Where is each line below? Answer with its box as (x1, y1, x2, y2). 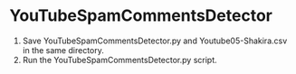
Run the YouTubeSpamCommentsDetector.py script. (22, 54, 217, 65)
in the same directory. (22, 44, 104, 55)
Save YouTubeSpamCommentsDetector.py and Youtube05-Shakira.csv (22, 35, 288, 46)
